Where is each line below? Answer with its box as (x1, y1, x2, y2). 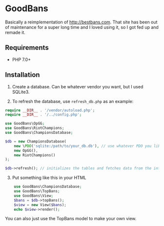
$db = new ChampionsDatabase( (5, 139, 67, 144)
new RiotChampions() (14, 152, 56, 158)
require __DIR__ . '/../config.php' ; (5, 112, 82, 117)
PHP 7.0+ (12, 57, 31, 62)
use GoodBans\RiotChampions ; (5, 125, 64, 131)
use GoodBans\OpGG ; (5, 121, 45, 126)
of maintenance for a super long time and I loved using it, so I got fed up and (5, 24, 159, 30)
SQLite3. (12, 89, 30, 95)
